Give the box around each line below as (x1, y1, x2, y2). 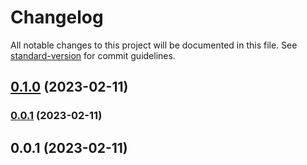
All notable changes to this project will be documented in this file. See (10, 39, 298, 51)
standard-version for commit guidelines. (10, 49, 176, 61)
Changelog (10, 6, 104, 29)
